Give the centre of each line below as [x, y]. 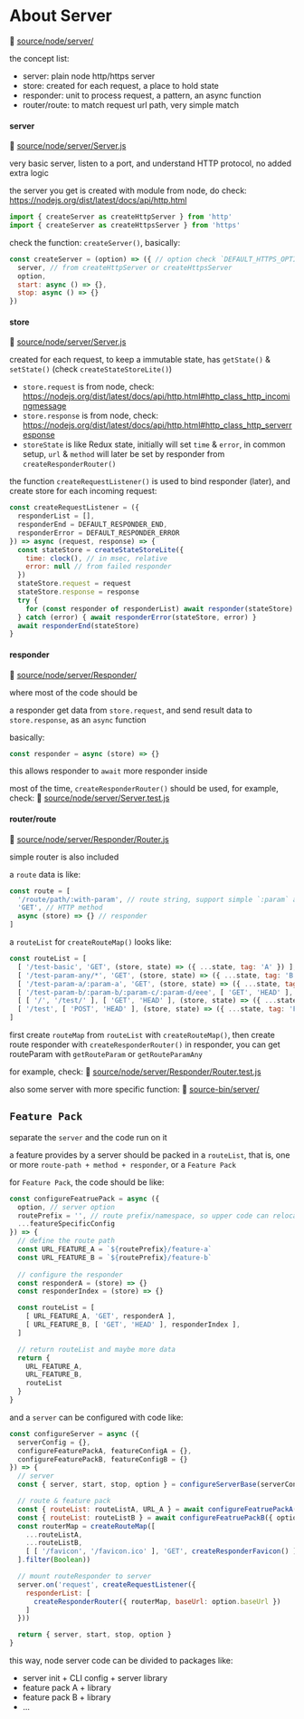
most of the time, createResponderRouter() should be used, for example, [144, 789]
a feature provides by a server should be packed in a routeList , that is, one [150, 1155]
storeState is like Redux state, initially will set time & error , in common [154, 444]
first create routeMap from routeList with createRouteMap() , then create [142, 1035]
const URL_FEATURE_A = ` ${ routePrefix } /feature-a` [115, 1249]
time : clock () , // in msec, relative [97, 558]
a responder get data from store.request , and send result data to [131, 710]
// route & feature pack [64, 1501]
